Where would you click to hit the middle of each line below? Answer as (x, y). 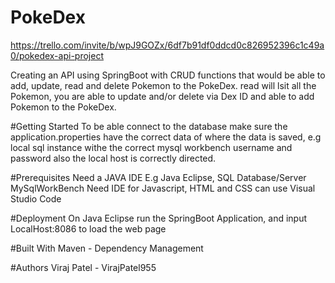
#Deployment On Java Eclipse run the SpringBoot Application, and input (159, 218)
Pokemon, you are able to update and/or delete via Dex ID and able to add (162, 96)
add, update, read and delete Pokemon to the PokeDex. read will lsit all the (163, 85)
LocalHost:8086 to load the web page (88, 228)
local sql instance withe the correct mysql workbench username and (151, 147)
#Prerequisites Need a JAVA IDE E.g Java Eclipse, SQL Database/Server (158, 177)
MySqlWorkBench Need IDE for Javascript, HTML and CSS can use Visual (163, 188)
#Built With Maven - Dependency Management (107, 248)
